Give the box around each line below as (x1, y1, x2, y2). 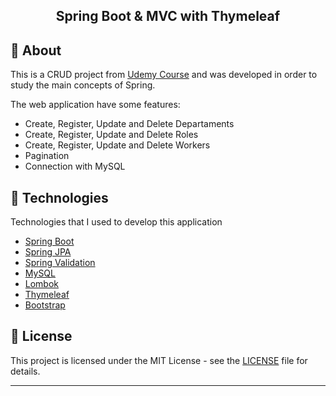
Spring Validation (24, 257, 96, 269)
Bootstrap (24, 299, 66, 311)
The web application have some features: (10, 99, 181, 111)
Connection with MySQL (24, 160, 126, 173)
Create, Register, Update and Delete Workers (24, 139, 211, 151)
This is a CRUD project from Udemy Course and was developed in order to (10, 69, 318, 81)
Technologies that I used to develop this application (10, 216, 223, 228)
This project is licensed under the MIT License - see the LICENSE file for (10, 354, 308, 366)
